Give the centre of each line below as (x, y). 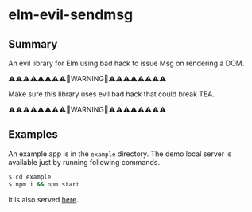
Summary (33, 44)
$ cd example (30, 177)
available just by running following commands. (84, 162)
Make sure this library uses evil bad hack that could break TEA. (111, 94)
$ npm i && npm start (44, 184)
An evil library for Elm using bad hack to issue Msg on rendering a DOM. (126, 63)
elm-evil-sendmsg (71, 15)
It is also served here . (44, 199)
